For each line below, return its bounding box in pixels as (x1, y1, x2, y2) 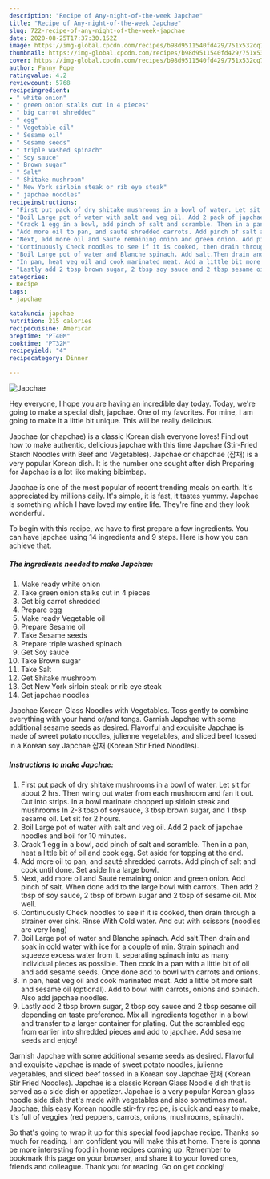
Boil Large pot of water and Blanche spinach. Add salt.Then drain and (20, 933, 251, 942)
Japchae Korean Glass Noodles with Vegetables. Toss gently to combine (9, 705, 249, 715)
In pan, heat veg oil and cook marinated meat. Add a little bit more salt (20, 975, 252, 985)
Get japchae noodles (20, 690, 90, 699)
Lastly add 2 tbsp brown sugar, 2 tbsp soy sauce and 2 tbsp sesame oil (20, 1001, 256, 1011)
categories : (9, 273, 49, 281)
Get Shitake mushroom (20, 673, 97, 683)
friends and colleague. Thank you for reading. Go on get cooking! (9, 1161, 225, 1171)
